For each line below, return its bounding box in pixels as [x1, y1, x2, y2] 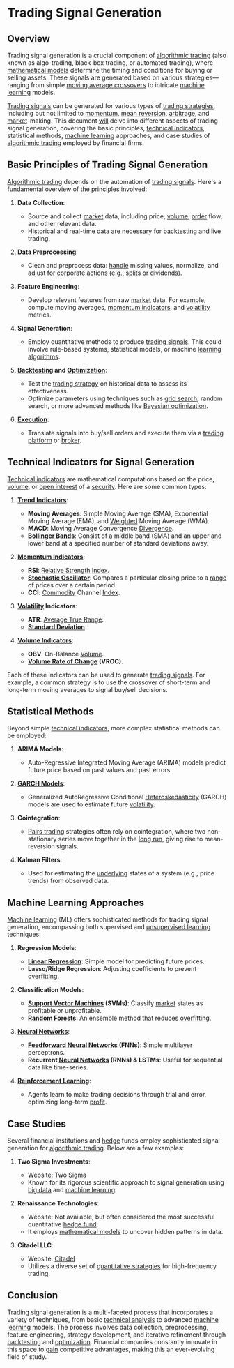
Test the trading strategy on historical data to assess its [27, 379, 187, 388]
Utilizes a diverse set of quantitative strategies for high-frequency [27, 1262, 217, 1270]
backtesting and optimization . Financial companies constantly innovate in [7, 1337, 218, 1346]
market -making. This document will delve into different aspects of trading [7, 116, 218, 125]
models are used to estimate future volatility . [27, 800, 155, 809]
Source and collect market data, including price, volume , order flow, [27, 211, 223, 220]
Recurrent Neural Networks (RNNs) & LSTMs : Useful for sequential [27, 1055, 223, 1065]
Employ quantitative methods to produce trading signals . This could [27, 337, 221, 346]
